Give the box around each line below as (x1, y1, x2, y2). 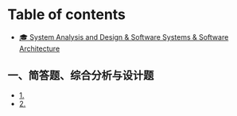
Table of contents (7, 6, 126, 24)
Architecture (18, 44, 60, 53)
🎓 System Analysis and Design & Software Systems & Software (18, 32, 229, 41)
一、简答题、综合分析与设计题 (7, 69, 154, 83)
